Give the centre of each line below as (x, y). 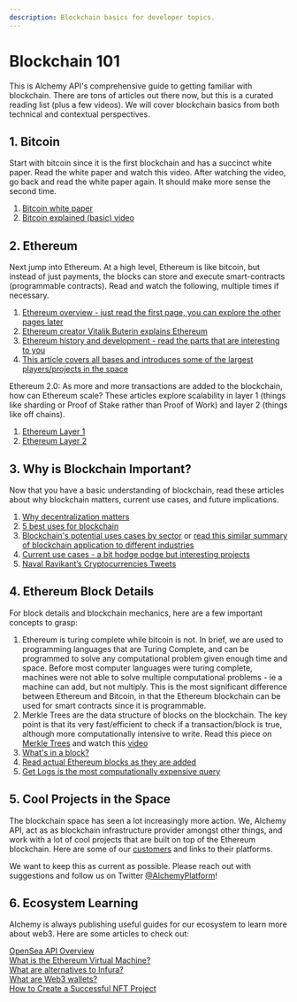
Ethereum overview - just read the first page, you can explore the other (151, 313)
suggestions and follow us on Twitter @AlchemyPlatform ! (114, 875)
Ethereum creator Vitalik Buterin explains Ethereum (114, 331)
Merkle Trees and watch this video (85, 743)
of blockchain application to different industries (108, 545)
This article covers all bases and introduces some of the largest (137, 360)
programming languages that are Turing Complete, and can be (135, 649)
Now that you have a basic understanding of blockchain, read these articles (147, 490)
